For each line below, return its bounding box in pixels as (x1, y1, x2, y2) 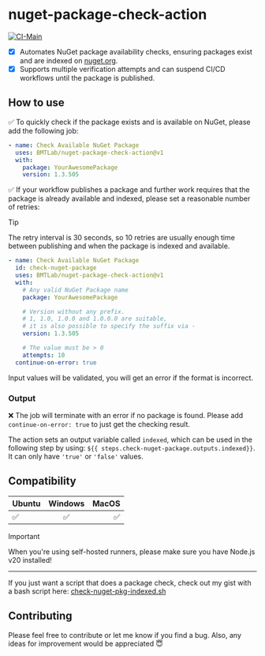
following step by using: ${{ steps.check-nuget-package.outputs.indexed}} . (8, 443, 256, 452)
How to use (8, 96, 65, 110)
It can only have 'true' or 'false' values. (8, 451, 144, 461)
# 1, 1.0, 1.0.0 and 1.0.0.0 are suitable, (22, 315, 168, 323)
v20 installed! (8, 555, 53, 564)
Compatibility (8, 474, 77, 488)
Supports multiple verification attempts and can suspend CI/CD (19, 65, 226, 74)
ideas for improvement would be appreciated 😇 (8, 639, 163, 648)
